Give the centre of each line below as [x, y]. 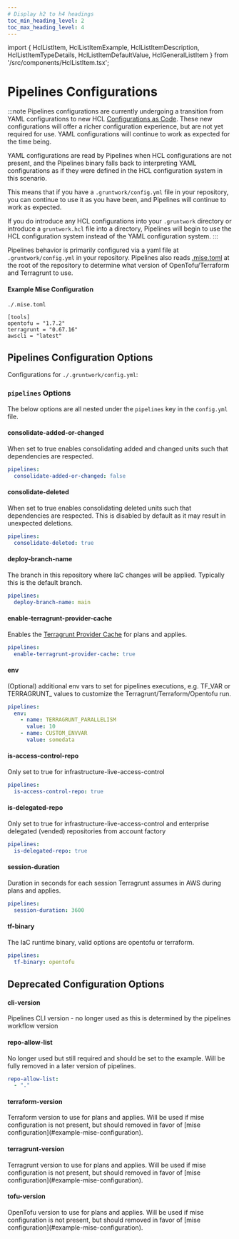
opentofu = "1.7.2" [36, 323]
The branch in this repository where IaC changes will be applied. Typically [116, 575]
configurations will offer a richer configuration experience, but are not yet [115, 126]
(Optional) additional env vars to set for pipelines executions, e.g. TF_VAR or [119, 686]
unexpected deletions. [40, 523]
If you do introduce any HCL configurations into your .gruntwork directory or [119, 221]
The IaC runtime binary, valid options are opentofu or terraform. [101, 942]
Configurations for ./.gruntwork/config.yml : [73, 375]
